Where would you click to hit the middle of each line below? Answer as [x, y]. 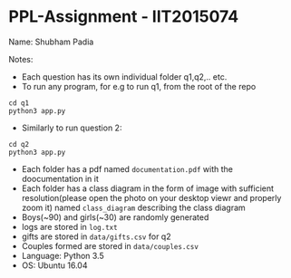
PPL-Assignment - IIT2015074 [124, 17]
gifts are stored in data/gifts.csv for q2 [96, 236]
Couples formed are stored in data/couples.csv [110, 245]
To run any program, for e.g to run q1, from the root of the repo [139, 86]
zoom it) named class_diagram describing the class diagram [133, 207]
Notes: [21, 59]
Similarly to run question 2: [72, 128]
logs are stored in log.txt [70, 226]
